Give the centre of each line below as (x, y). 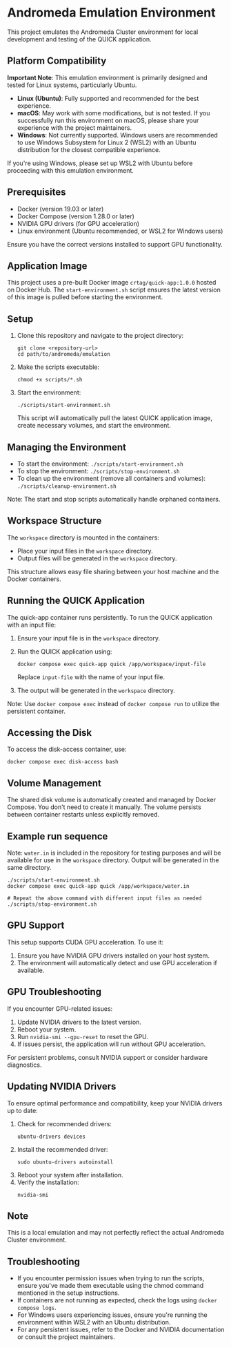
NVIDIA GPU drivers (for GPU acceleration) (78, 223)
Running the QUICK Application (76, 601)
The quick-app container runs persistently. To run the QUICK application (110, 617)
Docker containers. (34, 579)
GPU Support (36, 925)
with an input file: (32, 625)
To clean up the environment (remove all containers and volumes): (111, 478)
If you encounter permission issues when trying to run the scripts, (111, 1278)
